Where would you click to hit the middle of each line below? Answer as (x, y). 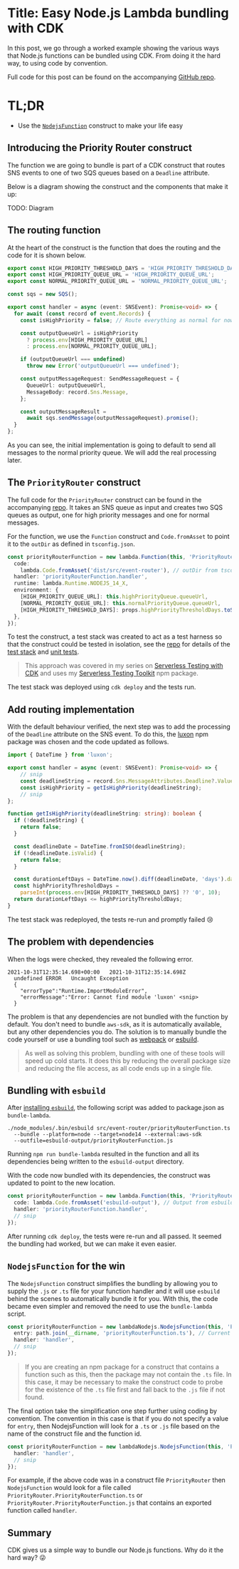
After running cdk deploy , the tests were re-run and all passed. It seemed (115, 1236)
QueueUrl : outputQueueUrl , (66, 385)
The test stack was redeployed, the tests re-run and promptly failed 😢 (110, 919)
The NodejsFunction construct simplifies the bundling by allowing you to (113, 1283)
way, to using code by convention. (58, 63)
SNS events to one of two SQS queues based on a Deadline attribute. (108, 173)
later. (15, 460)
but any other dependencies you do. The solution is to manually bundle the (117, 1032)
